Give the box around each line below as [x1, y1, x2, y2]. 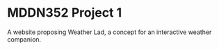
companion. [7, 35, 42, 43]
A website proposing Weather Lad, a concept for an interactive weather [7, 28, 212, 36]
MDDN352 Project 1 [7, 5, 122, 21]
